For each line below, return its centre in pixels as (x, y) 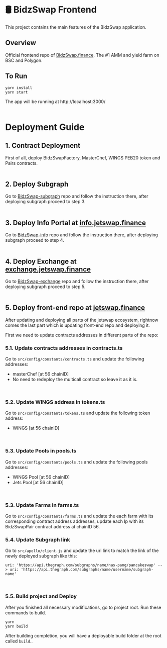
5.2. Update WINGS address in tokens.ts (55, 402)
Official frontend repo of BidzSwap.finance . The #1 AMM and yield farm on (82, 55)
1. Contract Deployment (43, 146)
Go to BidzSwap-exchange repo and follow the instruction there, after (77, 281)
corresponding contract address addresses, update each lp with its (74, 521)
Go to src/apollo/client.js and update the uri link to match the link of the (82, 550)
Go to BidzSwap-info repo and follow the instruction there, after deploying (81, 235)
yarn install (19, 88)
